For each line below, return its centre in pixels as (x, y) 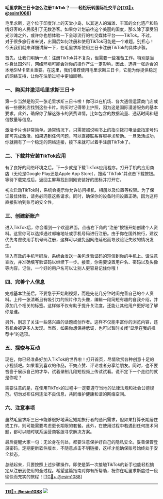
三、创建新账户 (23, 216)
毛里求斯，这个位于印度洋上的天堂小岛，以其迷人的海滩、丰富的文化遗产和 (79, 23)
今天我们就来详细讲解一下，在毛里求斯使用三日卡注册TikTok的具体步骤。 (78, 47)
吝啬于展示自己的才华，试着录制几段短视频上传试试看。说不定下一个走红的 (79, 372)
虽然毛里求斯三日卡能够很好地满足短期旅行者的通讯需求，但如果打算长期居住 (81, 419)
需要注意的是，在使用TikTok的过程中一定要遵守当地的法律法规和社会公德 (78, 388)
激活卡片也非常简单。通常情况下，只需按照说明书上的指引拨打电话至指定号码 (81, 130)
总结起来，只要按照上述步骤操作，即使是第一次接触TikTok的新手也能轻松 (78, 464)
